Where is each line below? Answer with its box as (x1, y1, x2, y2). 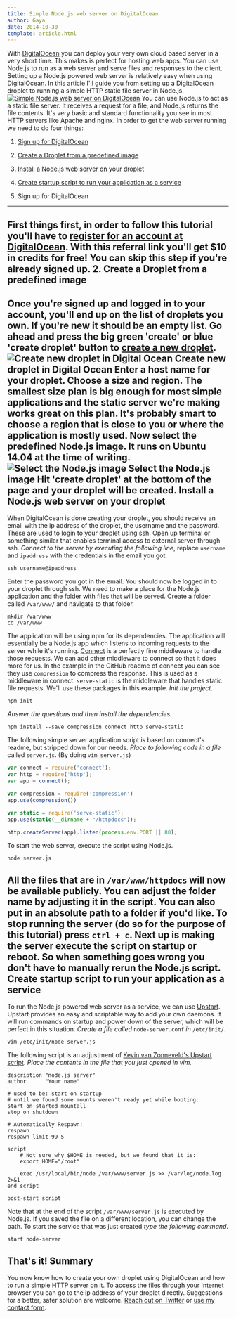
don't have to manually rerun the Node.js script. (7, 962, 221, 974)
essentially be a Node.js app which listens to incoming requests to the (7, 639, 209, 647)
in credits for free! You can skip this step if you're (7, 252, 228, 264)
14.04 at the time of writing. (7, 451, 131, 464)
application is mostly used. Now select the (7, 429, 197, 441)
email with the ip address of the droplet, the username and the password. (7, 522, 220, 530)
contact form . (7, 1303, 47, 1312)
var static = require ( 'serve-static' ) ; (7, 809, 124, 816)
